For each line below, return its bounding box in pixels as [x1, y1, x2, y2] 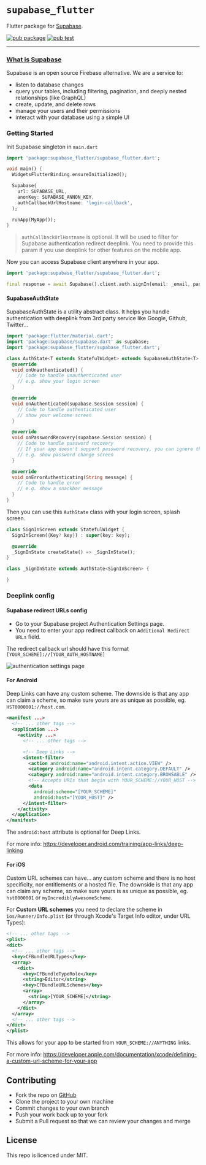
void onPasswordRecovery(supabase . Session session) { [12, 434, 152, 441]
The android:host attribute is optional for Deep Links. [6, 828, 141, 836]
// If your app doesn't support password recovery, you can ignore [17, 446, 193, 452]
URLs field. [15, 633, 41, 640]
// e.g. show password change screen [17, 452, 114, 458]
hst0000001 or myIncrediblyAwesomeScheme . [6, 894, 113, 901]
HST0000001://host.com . [6, 703, 66, 710]
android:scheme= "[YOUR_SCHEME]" [33, 788, 116, 795]
